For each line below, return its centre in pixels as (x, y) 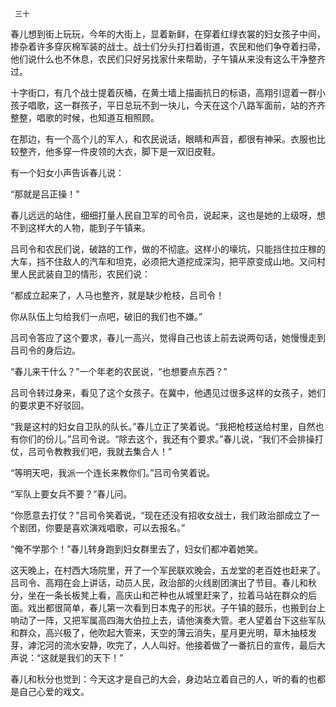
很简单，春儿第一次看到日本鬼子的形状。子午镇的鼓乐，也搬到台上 (189, 607)
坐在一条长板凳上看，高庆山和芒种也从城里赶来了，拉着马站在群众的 (167, 595)
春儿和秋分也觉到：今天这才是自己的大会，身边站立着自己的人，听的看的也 (163, 679)
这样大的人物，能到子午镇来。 (89, 227)
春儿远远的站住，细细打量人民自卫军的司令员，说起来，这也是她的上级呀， (163, 215)
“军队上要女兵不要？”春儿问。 (71, 494)
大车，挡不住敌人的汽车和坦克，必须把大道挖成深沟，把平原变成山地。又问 (163, 261)
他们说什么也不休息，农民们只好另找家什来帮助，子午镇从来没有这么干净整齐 (168, 59)
